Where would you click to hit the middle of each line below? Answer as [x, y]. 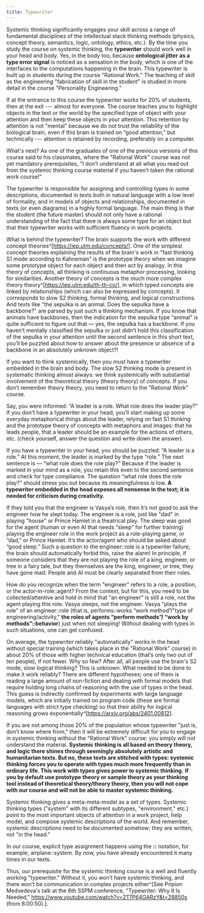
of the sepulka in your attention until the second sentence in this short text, [100, 336]
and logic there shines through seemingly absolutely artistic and [90, 751]
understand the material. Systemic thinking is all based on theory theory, [100, 744]
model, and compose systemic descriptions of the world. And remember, [98, 821]
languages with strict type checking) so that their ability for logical [89, 706]
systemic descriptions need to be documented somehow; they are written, [100, 828]
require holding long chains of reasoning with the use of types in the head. [100, 687]
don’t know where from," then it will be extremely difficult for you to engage [101, 731]
